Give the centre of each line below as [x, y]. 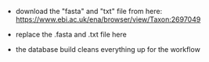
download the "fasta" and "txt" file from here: [89, 11]
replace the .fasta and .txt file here [71, 34]
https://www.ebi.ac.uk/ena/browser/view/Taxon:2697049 [108, 19]
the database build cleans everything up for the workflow [108, 49]
